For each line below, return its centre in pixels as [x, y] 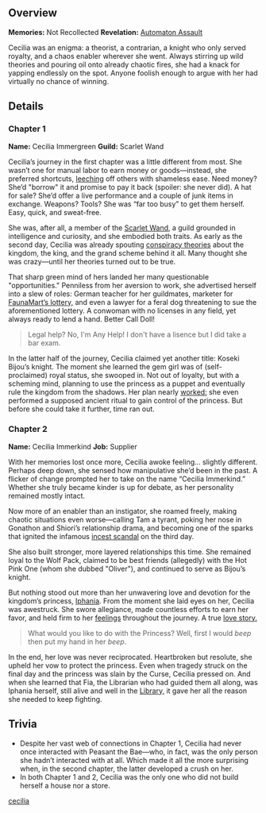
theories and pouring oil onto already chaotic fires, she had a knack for [124, 64]
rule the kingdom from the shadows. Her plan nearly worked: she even [123, 391]
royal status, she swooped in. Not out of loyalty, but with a [144, 375]
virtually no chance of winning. [59, 81]
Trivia [23, 724]
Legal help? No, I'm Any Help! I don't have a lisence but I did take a [137, 334]
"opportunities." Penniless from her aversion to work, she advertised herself [132, 285]
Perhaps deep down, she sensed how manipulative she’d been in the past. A [133, 470]
